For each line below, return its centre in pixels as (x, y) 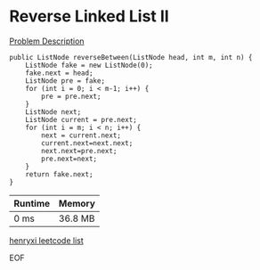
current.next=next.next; (87, 143)
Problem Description (47, 41)
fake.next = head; (59, 73)
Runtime (32, 203)
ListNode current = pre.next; (81, 119)
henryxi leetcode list (47, 240)
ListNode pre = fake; (65, 81)
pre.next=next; (69, 159)
